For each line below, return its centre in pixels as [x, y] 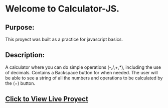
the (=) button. [20, 83]
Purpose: [20, 27]
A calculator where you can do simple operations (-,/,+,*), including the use [83, 67]
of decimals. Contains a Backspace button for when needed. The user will [81, 72]
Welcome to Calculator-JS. [62, 9]
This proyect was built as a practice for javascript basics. [64, 39]
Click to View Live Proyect [47, 99]
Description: [25, 55]
